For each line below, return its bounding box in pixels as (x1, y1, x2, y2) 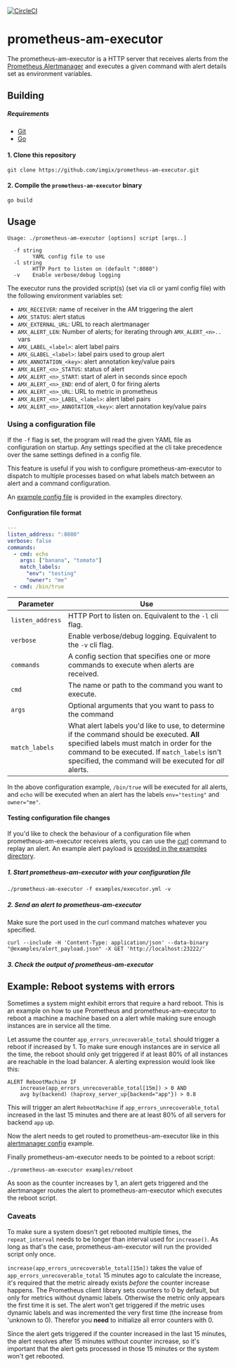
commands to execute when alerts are (67, 660, 195, 669)
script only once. (7, 1250, 56, 1258)
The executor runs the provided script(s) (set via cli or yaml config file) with (7, 283, 226, 292)
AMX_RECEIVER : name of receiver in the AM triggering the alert (17, 304, 193, 313)
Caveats (7, 1212, 37, 1221)
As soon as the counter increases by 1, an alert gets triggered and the (7, 1179, 209, 1188)
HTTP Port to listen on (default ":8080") (32, 265, 159, 272)
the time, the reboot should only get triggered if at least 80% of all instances (7, 1050, 228, 1058)
